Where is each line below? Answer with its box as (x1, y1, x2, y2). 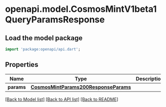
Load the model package (5, 34, 83, 42)
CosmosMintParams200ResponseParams (30, 83, 131, 90)
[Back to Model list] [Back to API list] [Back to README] (5, 96, 119, 102)
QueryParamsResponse (5, 14, 105, 25)
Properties (5, 60, 39, 69)
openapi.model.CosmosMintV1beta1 (5, 3, 157, 15)
